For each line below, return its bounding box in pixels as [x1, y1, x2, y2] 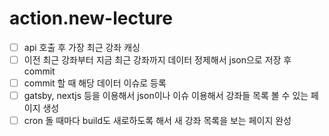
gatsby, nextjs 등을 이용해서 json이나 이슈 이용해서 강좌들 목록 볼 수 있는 [23, 90, 309, 102]
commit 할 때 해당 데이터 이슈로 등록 [23, 77, 167, 89]
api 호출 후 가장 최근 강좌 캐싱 [23, 41, 141, 53]
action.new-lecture [9, 7, 173, 30]
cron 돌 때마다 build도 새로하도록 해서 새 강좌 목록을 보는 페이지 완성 [23, 115, 292, 127]
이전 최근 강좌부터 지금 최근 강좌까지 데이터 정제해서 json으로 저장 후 [23, 54, 292, 66]
